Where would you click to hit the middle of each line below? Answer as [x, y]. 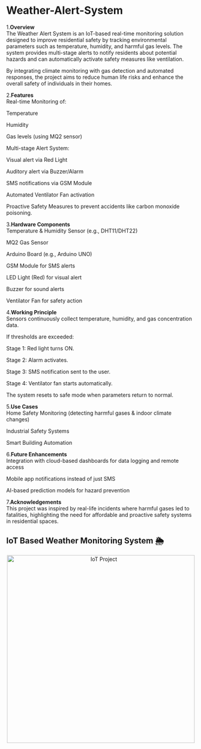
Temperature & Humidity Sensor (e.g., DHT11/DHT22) [72, 231]
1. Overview [20, 27]
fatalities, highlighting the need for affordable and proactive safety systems [99, 515]
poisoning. [19, 212]
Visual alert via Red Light [37, 159]
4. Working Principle [31, 312]
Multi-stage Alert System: [38, 148]
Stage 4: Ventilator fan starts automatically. [59, 383]
